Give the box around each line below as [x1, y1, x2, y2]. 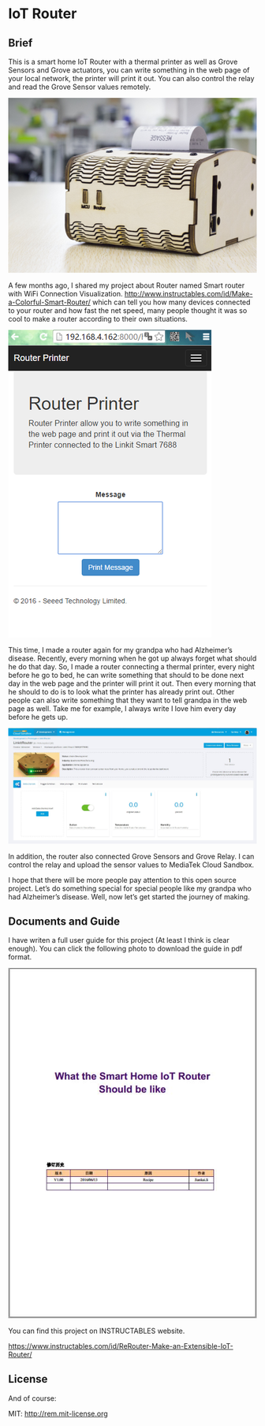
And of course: [8, 1393, 57, 1403]
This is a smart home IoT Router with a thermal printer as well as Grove [8, 57, 238, 66]
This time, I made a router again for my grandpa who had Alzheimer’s [8, 645, 233, 654]
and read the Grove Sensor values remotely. [8, 82, 151, 91]
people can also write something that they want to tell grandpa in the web [8, 695, 247, 705]
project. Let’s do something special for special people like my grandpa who [8, 884, 252, 893]
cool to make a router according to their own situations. [8, 314, 188, 323]
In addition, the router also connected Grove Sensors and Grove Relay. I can [8, 851, 255, 861]
